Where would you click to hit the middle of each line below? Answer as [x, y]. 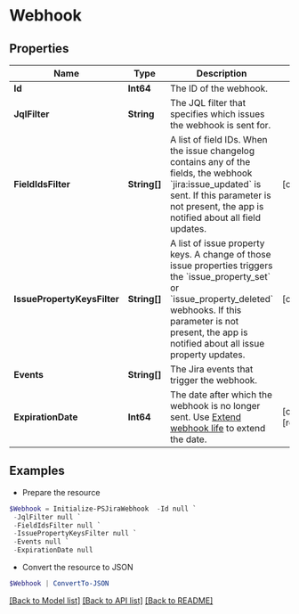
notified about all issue [218, 344]
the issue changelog [213, 151]
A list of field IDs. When [219, 139]
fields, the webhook [211, 173]
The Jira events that [212, 369]
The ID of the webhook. [219, 88]
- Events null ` [41, 542]
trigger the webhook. [214, 380]
